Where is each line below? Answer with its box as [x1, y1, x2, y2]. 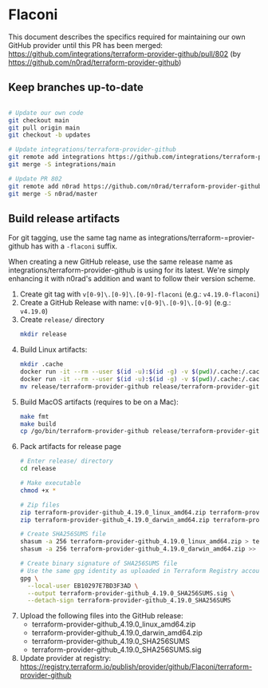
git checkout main [8, 116, 69, 125]
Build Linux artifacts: [19, 345, 88, 355]
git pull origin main [8, 124, 81, 132]
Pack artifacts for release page [19, 442, 122, 451]
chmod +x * [19, 486, 57, 495]
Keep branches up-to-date [8, 81, 144, 94]
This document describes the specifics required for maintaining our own [8, 32, 246, 42]
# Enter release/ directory [19, 457, 113, 465]
